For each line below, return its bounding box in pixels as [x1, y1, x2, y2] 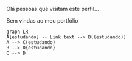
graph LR [6, 29, 29, 35]
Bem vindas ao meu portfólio [6, 17, 78, 24]
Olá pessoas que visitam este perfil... [6, 5, 99, 12]
